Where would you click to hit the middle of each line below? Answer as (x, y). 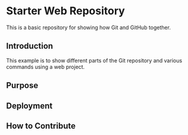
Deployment (29, 106)
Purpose (22, 85)
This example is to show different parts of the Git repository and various (94, 60)
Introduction (30, 46)
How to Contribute (41, 126)
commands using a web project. (46, 67)
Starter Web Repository (65, 11)
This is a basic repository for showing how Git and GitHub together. (89, 27)
